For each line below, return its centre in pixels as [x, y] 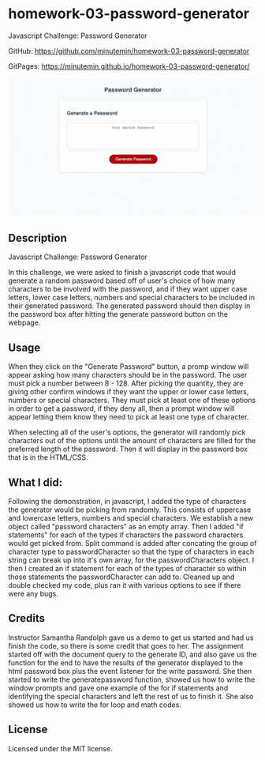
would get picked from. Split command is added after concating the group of [132, 543]
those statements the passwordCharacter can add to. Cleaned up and [121, 577]
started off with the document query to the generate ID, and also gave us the [133, 654]
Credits [27, 618]
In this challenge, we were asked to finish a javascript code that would [122, 273]
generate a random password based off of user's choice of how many [122, 280]
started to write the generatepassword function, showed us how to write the [132, 679]
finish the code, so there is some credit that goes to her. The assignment [126, 645]
